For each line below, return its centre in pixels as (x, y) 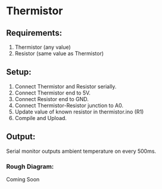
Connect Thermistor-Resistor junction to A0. (69, 105)
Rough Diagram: (30, 166)
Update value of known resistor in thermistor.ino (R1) (79, 112)
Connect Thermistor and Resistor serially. (66, 86)
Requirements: (34, 33)
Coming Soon (23, 179)
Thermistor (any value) (43, 47)
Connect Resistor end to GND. (52, 99)
